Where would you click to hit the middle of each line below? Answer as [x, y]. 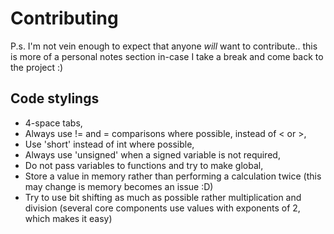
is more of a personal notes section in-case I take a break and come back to [167, 56]
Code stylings [55, 98]
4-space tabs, [53, 123]
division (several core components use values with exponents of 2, [162, 208]
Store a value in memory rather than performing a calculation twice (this [173, 176]
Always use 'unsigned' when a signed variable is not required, [152, 154]
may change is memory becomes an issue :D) [119, 186]
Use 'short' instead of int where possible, [109, 144]
